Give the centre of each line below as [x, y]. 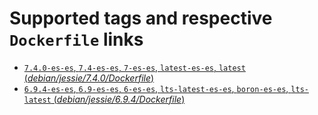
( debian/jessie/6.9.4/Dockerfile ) [119, 99]
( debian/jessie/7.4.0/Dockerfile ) [89, 78]
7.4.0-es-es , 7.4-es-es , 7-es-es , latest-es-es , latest [134, 67]
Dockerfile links [76, 39]
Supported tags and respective [141, 18]
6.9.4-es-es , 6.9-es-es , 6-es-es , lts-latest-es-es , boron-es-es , [156, 88]
